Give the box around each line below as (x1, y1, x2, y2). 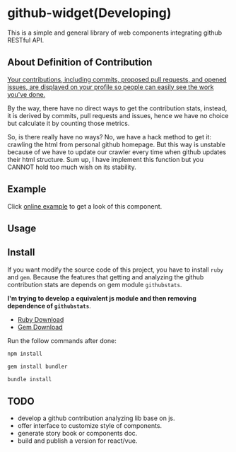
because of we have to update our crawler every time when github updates (7, 147, 227, 156)
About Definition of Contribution (7, 57, 153, 69)
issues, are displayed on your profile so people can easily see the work (7, 83, 214, 91)
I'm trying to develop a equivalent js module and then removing (7, 294, 196, 302)
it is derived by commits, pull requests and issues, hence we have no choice (7, 111, 229, 120)
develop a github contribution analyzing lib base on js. (17, 414, 175, 422)
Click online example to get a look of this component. (7, 202, 163, 210)
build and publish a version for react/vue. (17, 436, 138, 445)
